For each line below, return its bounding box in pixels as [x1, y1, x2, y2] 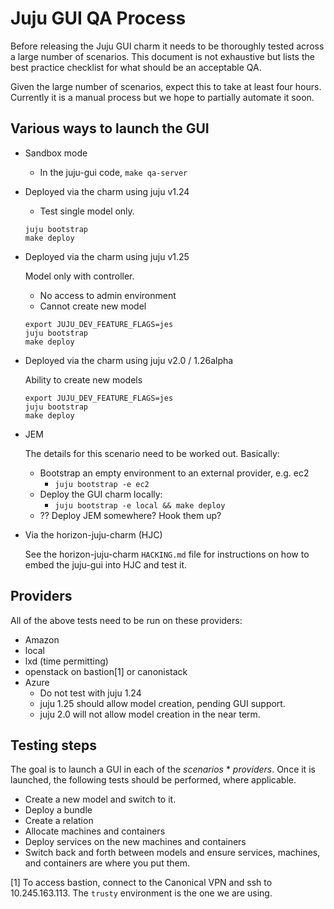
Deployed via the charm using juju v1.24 [24, 185, 190, 197]
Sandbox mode [24, 147, 88, 159]
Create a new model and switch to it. [24, 793, 177, 806]
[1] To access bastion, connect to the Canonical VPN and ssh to [10, 877, 273, 889]
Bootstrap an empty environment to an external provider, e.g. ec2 [39, 467, 310, 479]
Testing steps [10, 737, 98, 754]
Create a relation [24, 815, 94, 827]
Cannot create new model [39, 300, 147, 312]
